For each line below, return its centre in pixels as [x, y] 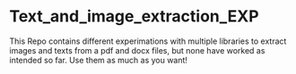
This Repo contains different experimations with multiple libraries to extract [148, 41]
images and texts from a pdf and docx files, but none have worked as [137, 50]
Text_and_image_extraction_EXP [134, 16]
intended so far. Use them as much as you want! [99, 60]
